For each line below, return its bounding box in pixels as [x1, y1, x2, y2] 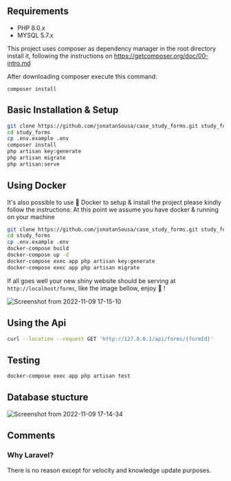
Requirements [7, 5, 69, 17]
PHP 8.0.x [16, 23, 46, 32]
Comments [7, 429, 56, 442]
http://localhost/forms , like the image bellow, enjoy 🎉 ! [7, 284, 166, 292]
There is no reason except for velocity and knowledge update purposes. [7, 466, 212, 474]
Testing [7, 354, 41, 366]
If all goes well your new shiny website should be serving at [7, 276, 176, 284]
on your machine [7, 212, 55, 221]
